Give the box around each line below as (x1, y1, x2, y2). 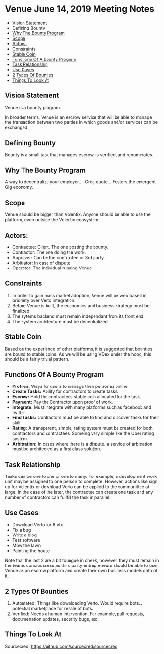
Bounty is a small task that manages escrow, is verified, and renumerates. (5, 151, 154, 158)
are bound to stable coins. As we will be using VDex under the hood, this (5, 351, 152, 357)
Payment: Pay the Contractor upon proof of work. (12, 399, 113, 405)
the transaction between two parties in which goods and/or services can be (5, 119, 158, 125)
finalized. (12, 308, 31, 314)
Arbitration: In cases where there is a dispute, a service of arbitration (12, 441, 153, 447)
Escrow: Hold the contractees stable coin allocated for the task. (12, 394, 141, 400)
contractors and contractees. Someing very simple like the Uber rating (12, 430, 154, 436)
